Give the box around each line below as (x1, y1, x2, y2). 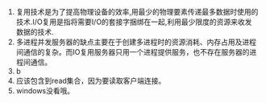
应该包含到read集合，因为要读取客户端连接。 (15, 76, 166, 85)
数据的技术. (15, 27, 54, 36)
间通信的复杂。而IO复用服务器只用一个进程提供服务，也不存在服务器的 (15, 47, 250, 56)
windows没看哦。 (15, 86, 75, 95)
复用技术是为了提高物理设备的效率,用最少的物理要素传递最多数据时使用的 (15, 7, 259, 16)
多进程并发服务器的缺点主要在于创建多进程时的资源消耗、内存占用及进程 (15, 37, 256, 47)
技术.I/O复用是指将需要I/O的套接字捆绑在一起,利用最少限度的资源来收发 (15, 17, 252, 27)
